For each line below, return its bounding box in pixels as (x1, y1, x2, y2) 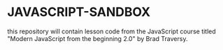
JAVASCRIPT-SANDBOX (7, 4, 151, 20)
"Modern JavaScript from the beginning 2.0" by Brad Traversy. (7, 34, 188, 42)
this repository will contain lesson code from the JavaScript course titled (7, 27, 217, 35)
